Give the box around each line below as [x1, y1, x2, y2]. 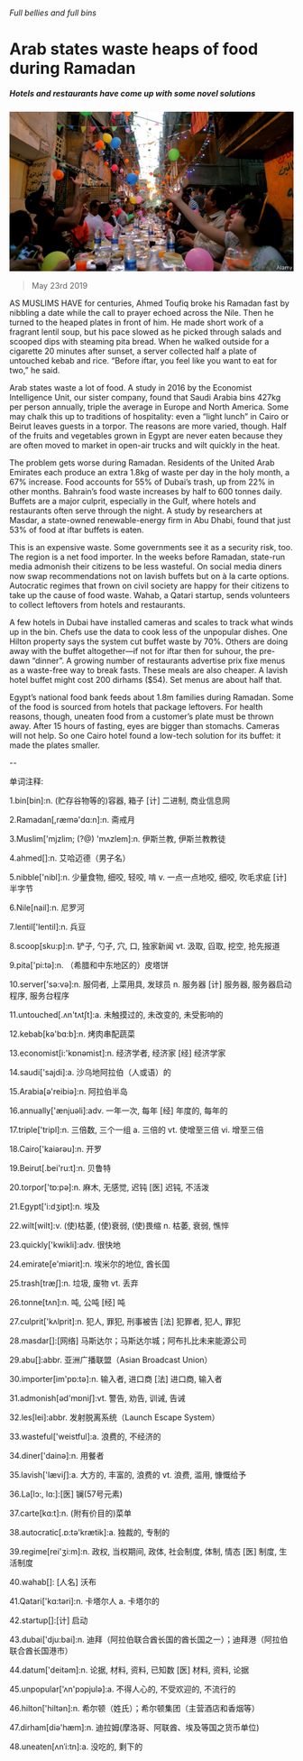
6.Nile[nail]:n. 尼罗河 [9, 902, 86, 913]
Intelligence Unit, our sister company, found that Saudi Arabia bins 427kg [9, 392, 281, 403]
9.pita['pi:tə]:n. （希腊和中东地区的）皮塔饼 [9, 960, 169, 971]
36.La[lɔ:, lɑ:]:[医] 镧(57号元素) [9, 1489, 124, 1499]
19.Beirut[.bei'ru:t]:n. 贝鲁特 [9, 1163, 111, 1174]
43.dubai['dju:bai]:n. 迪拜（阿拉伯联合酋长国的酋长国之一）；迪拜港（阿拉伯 [9, 1634, 289, 1646]
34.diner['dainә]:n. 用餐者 [9, 1451, 105, 1461]
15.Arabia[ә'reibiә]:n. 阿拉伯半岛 [9, 1086, 128, 1097]
